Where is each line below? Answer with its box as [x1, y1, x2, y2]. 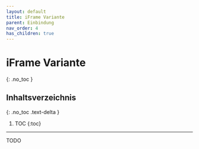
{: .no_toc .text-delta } [6, 108, 60, 115]
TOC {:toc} [14, 119, 41, 127]
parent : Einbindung [6, 20, 54, 25]
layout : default [6, 8, 46, 15]
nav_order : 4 [6, 25, 38, 31]
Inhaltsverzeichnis [6, 93, 76, 103]
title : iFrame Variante [6, 14, 65, 20]
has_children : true [6, 31, 54, 37]
